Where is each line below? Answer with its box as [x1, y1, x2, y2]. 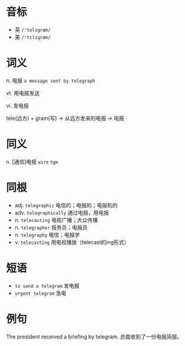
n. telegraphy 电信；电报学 [14, 231, 80, 238]
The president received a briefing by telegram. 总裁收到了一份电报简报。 [6, 333, 183, 340]
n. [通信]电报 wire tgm [6, 158, 58, 165]
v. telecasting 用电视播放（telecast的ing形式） [14, 239, 130, 246]
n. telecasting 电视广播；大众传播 [14, 216, 98, 223]
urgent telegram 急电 [14, 289, 67, 296]
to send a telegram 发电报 [14, 282, 80, 289]
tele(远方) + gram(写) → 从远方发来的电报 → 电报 [6, 115, 125, 122]
